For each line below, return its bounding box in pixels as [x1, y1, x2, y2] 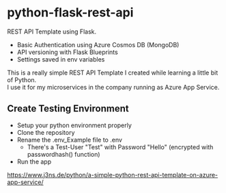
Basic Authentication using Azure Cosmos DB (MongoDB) [16, 40, 180, 49]
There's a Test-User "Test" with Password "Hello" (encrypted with [27, 142, 214, 151]
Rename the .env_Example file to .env [16, 136, 123, 144]
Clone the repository [16, 128, 75, 136]
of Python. [7, 75, 37, 83]
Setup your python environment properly [16, 121, 132, 129]
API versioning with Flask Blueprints [16, 48, 118, 56]
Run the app [16, 157, 52, 166]
